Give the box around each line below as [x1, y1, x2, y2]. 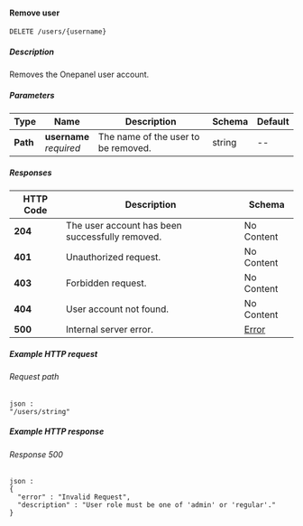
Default [256, 116, 289, 128]
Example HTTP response [9, 426, 105, 437]
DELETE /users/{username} [9, 27, 106, 36]
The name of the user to [97, 131, 200, 144]
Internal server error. [66, 324, 153, 336]
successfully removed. [66, 230, 162, 243]
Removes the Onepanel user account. [9, 69, 150, 80]
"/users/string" [9, 407, 70, 416]
